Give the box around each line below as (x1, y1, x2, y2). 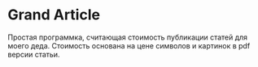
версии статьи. (7, 49, 60, 59)
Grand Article (7, 6, 101, 24)
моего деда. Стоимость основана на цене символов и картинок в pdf (7, 40, 251, 50)
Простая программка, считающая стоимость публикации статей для (7, 32, 248, 42)
